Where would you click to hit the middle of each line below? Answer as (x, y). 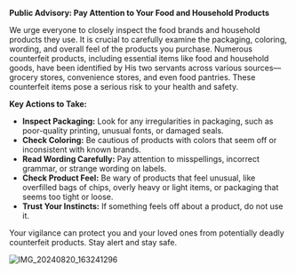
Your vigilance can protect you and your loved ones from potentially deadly (147, 233)
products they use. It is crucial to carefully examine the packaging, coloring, (148, 40)
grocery (24, 77)
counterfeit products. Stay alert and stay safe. (93, 242)
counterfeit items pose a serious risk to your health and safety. (124, 87)
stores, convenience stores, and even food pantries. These (148, 77)
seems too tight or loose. (68, 197)
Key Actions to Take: (48, 104)
